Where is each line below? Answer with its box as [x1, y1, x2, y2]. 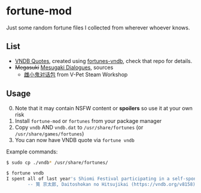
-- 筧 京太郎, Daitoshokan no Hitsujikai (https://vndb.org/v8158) [28, 182, 196, 188]
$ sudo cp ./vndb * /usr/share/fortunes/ [6, 159, 109, 165]
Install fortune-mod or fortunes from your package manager [14, 117, 162, 124]
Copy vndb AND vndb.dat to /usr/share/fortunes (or [14, 123, 144, 131]
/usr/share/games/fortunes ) [14, 130, 84, 137]
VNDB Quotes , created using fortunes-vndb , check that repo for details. [14, 57, 193, 64]
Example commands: [6, 148, 58, 155]
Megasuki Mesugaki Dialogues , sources [14, 64, 114, 71]
